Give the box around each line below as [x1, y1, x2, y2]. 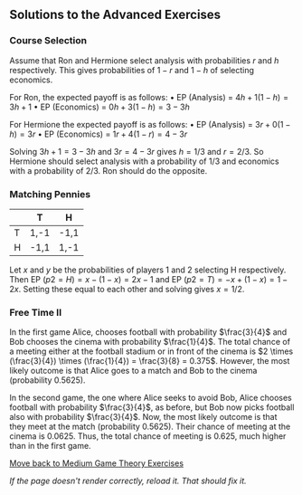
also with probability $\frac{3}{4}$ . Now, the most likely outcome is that [9, 412, 278, 423]
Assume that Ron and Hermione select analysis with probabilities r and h [9, 54, 279, 66]
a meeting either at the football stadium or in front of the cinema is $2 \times [9, 346, 294, 357]
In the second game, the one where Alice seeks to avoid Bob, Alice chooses [9, 393, 292, 404]
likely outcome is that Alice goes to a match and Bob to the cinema [9, 366, 258, 376]
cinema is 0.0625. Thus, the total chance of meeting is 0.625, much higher [9, 431, 287, 442]
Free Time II [9, 306, 61, 319]
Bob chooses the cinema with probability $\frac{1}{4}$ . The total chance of [9, 337, 291, 347]
